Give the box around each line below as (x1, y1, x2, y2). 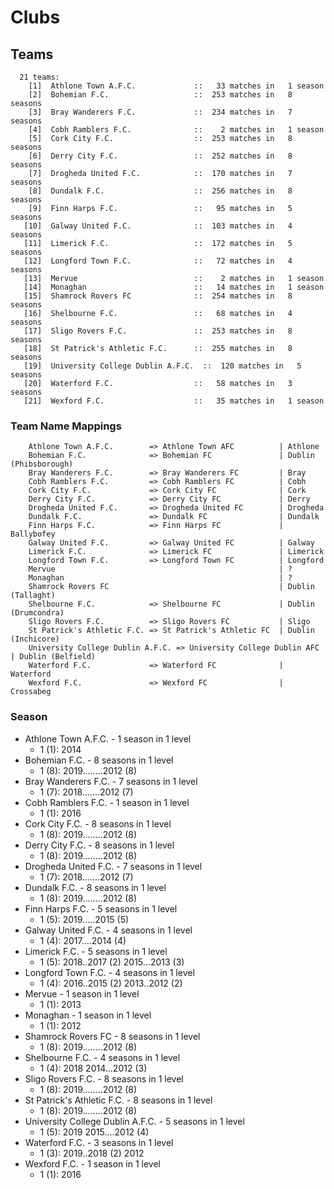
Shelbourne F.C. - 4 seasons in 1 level (24, 1051, 181, 1063)
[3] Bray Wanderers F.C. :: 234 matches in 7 (28, 107, 293, 117)
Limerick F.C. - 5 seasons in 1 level (24, 945, 168, 957)
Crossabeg (10, 687, 52, 697)
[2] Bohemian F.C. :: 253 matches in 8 (28, 90, 293, 100)
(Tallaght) (10, 591, 56, 601)
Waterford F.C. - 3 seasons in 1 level (24, 1136, 174, 1148)
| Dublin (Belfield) (10, 652, 97, 662)
